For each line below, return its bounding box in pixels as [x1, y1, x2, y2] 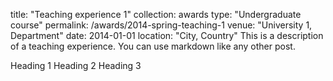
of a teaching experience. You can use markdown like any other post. [10, 40, 296, 52]
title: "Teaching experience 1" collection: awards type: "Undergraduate [10, 9, 302, 20]
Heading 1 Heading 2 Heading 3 [10, 60, 142, 71]
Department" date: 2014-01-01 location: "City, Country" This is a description [10, 30, 324, 41]
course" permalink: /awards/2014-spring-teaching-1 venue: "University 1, [10, 19, 313, 31]
